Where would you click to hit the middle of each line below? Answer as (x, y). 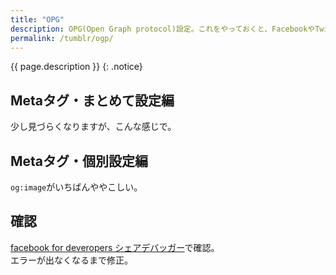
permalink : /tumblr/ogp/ (62, 38)
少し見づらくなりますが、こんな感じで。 (93, 127)
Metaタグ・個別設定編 (79, 161)
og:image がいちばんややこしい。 (76, 187)
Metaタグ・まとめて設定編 (92, 100)
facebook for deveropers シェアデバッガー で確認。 (115, 247)
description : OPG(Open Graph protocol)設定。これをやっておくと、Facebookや (163, 29)
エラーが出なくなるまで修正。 (71, 260)
